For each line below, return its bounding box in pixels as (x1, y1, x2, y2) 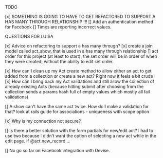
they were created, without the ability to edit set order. (5, 59, 114, 64)
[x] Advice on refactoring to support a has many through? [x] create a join (5, 43, 153, 48)
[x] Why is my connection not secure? (5, 118, 81, 124)
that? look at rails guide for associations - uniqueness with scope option (5, 109, 149, 114)
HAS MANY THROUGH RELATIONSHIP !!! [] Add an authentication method (5, 19, 153, 24)
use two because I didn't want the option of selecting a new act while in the (5, 133, 157, 138)
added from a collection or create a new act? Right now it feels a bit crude (5, 73, 153, 79)
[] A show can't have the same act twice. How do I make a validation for (5, 104, 149, 109)
